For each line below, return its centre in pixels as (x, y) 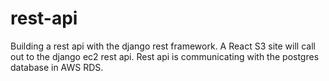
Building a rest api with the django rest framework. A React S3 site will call (163, 46)
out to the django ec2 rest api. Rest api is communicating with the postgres (165, 56)
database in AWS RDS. (57, 67)
